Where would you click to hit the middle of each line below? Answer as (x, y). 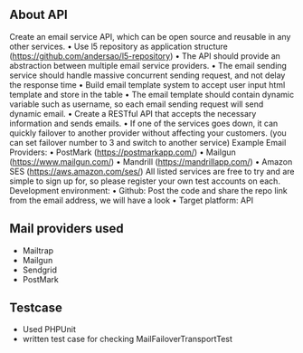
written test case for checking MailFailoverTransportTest (128, 339)
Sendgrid (39, 270)
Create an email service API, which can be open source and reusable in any (150, 36)
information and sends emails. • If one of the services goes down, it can (144, 123)
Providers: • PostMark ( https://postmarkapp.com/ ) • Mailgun (123, 152)
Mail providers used (66, 229)
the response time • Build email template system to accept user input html (147, 84)
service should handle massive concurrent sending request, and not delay (147, 75)
